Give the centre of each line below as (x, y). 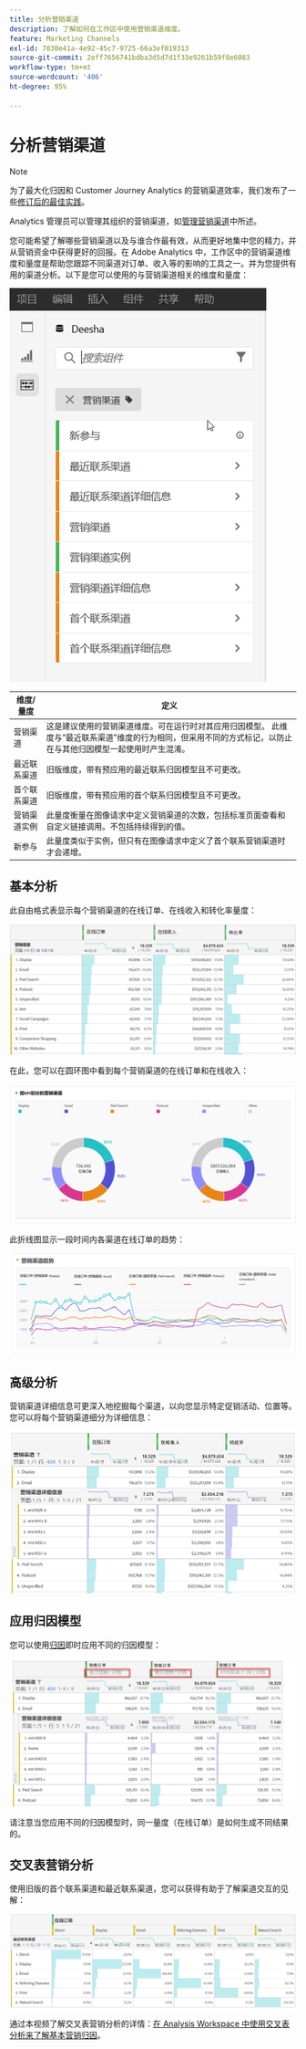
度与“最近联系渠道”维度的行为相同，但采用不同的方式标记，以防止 (169, 737)
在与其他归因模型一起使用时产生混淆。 (118, 749)
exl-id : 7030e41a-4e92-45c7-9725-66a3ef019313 (99, 48)
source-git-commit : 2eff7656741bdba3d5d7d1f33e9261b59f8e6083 (130, 58)
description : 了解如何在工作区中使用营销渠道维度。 (97, 29)
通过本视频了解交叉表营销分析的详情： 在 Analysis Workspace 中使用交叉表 (149, 2024)
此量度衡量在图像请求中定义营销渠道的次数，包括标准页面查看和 (166, 815)
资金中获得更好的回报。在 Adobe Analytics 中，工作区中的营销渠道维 (162, 252)
